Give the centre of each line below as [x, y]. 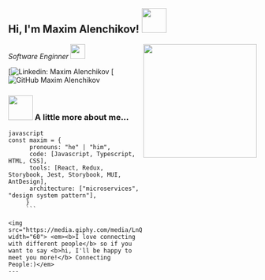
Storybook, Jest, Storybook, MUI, [65, 175]
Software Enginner [39, 56]
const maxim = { [35, 140]
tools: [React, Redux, [66, 168]
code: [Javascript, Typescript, [82, 155]
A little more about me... [82, 117]
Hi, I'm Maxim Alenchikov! [74, 30]
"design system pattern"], [52, 196]
